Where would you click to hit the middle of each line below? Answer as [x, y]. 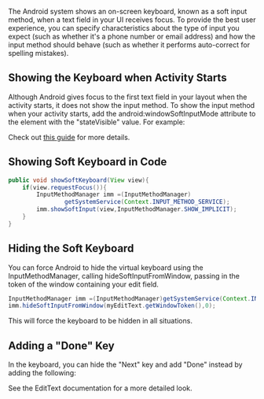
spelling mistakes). [38, 53]
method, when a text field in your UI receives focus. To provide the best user [132, 20]
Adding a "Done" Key [62, 345]
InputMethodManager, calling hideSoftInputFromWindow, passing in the [124, 275]
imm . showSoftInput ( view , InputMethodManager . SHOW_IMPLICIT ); [137, 209]
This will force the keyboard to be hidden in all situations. [100, 321]
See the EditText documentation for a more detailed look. [100, 388]
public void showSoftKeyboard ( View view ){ [79, 180]
